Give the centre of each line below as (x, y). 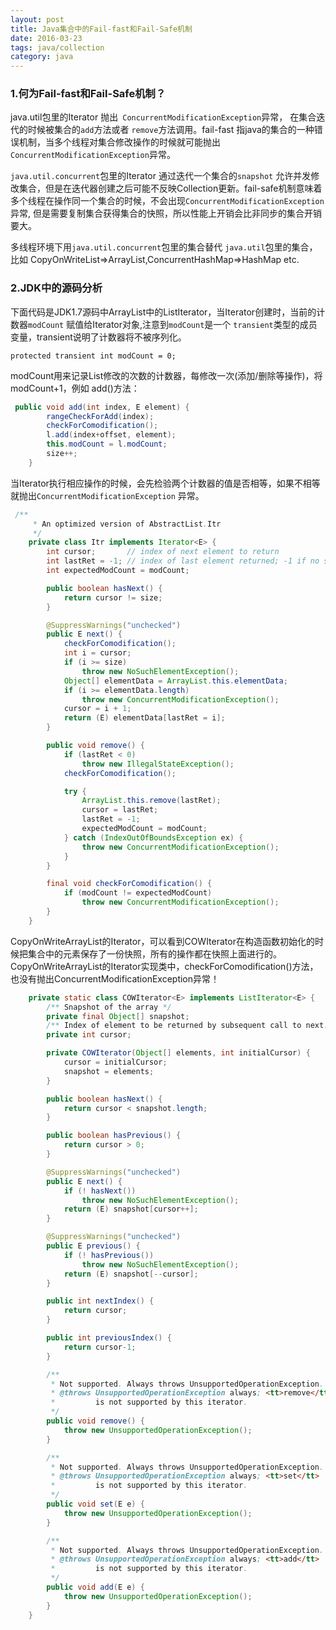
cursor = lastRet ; (120, 810)
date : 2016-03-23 (46, 38)
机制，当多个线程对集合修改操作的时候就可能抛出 (119, 142)
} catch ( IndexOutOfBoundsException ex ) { (153, 837)
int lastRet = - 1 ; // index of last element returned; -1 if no (183, 561)
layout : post (37, 19)
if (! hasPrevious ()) (109, 1255)
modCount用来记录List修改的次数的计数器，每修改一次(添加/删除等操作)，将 (166, 375)
